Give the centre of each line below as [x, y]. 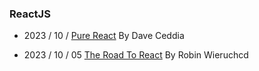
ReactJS [30, 14]
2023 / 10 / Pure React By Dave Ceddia [104, 36]
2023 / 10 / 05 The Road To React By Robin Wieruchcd [136, 55]
